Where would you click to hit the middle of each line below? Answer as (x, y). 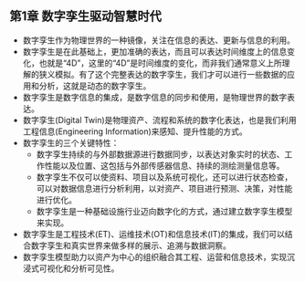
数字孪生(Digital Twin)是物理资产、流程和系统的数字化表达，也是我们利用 (159, 120)
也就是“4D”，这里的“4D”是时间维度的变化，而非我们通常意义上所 (161, 63)
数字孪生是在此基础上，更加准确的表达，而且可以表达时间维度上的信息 (155, 51)
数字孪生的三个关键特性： (71, 142)
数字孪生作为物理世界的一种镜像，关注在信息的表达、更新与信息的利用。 (158, 40)
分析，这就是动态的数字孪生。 (95, 86)
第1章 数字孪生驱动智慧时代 (86, 16)
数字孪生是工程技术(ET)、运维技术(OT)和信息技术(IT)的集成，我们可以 (154, 234)
